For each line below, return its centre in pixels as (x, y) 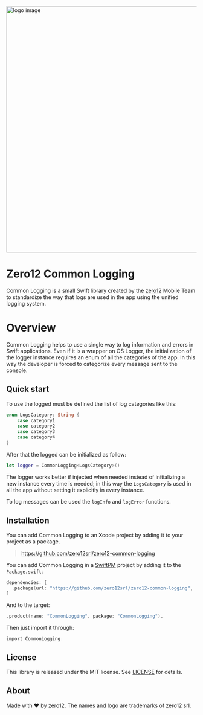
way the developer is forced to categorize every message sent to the (92, 364)
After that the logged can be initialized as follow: (66, 454)
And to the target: (28, 605)
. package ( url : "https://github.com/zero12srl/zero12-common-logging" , (102, 588)
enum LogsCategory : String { (43, 415)
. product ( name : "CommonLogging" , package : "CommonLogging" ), (85, 616)
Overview (31, 328)
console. (17, 370)
